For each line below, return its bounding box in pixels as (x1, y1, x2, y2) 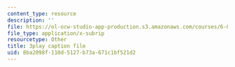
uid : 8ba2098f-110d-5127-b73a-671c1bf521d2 (7, 50, 136, 57)
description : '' (7, 17, 55, 24)
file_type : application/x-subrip (7, 29, 105, 37)
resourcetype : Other (7, 36, 68, 43)
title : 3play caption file (7, 43, 86, 50)
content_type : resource (7, 10, 77, 17)
